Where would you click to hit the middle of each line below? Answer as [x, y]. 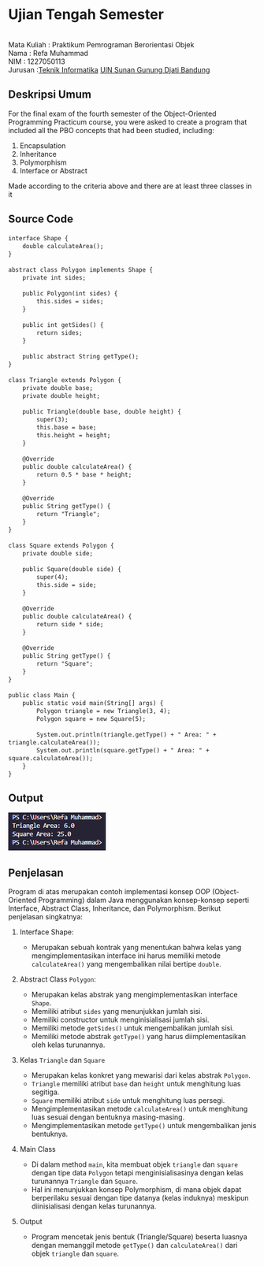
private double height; [61, 395]
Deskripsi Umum [50, 95]
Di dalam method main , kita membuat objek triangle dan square [135, 1164]
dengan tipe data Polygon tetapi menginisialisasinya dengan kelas [138, 1173]
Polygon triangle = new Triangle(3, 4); [104, 711]
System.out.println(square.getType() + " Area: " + [123, 750]
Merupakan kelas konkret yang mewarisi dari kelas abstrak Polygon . [141, 1075]
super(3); [52, 419]
